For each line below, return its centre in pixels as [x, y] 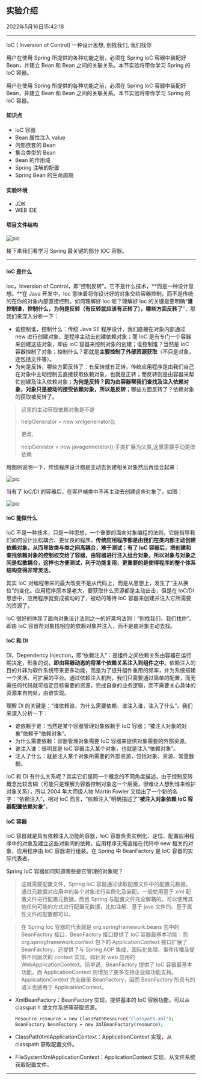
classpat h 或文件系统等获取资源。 [57, 1008]
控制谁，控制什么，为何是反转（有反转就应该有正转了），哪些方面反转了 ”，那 [101, 308]
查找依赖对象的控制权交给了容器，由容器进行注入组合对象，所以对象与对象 [98, 555]
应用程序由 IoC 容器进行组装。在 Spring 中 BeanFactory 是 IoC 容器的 [102, 851]
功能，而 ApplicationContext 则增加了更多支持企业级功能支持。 [99, 972]
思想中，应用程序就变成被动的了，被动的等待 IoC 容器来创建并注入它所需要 [99, 598]
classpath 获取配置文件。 [46, 1044]
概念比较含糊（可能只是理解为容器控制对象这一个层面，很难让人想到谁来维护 [101, 784]
